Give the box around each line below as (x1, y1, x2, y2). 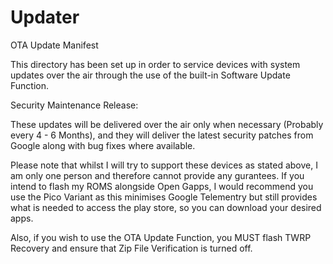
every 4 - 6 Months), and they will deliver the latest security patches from (10, 129, 314, 141)
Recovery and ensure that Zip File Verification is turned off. (10, 242, 253, 254)
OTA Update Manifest (10, 39, 99, 51)
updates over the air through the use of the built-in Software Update (10, 69, 291, 81)
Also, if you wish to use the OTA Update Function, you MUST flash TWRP (10, 231, 312, 243)
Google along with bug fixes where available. (10, 139, 196, 151)
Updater (10, 6, 80, 29)
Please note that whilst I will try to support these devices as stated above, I (10, 159, 318, 171)
